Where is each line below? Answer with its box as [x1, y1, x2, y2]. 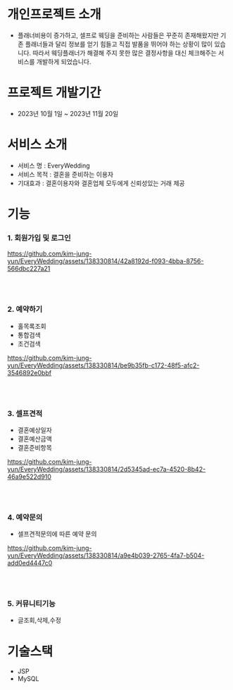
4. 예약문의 [7, 512, 43, 522]
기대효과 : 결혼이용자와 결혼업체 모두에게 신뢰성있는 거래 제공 [17, 179, 185, 187]
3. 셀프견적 [7, 408, 43, 418]
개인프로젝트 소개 [7, 6, 101, 23]
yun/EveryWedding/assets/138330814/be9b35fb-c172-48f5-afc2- [7, 360, 200, 370]
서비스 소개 [7, 137, 68, 153]
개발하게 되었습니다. [36, 57, 92, 65]
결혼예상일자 [17, 425, 53, 434]
